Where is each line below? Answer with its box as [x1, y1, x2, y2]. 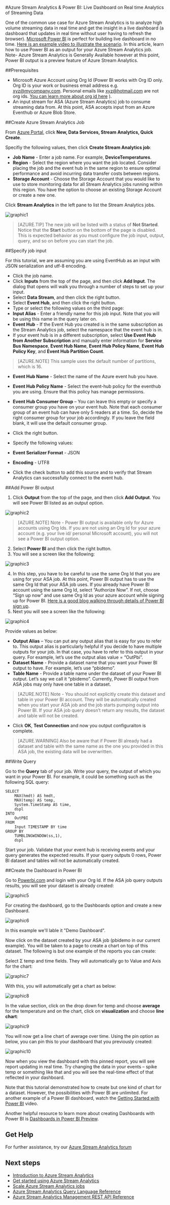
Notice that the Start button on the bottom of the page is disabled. [17, 227, 156, 233]
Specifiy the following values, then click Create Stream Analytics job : [5, 144, 151, 150]
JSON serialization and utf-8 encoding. [5, 263, 87, 269]
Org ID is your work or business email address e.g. [12, 82, 118, 88]
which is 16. [17, 363, 42, 369]
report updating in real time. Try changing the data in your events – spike [5, 1064, 157, 1069]
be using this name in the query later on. [12, 316, 97, 322]
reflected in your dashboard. [5, 1074, 65, 1080]
